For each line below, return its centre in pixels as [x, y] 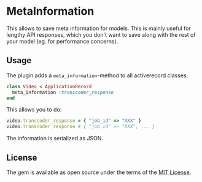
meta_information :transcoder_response [63, 92]
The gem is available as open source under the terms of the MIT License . [99, 172]
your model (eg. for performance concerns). [62, 41]
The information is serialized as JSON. [55, 138]
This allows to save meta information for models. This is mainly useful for [99, 28]
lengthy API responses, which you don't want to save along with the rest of [101, 34]
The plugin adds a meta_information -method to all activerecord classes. [97, 75]
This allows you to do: [34, 110]
